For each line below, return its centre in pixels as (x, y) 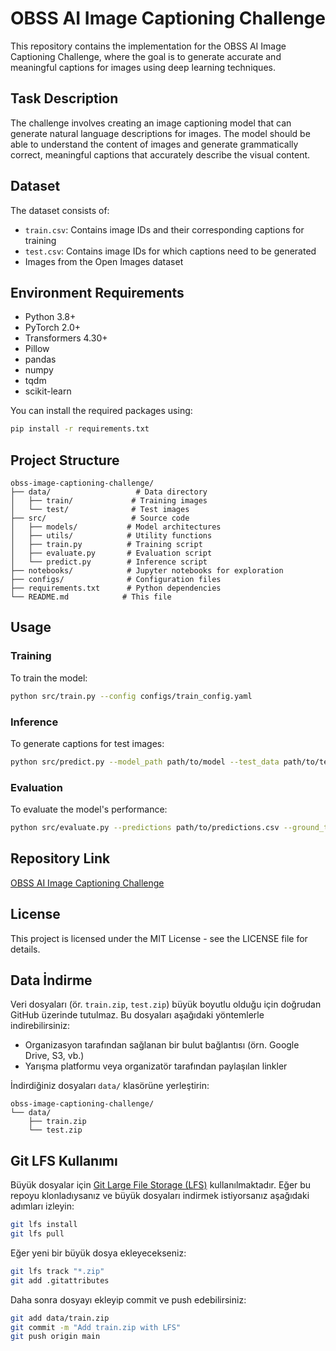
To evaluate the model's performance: (89, 809)
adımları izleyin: (42, 1206)
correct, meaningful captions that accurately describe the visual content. (160, 154)
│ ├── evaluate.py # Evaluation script (111, 553)
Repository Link (60, 858)
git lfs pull (37, 1234)
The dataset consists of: (60, 210)
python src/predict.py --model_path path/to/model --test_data (145, 762)
